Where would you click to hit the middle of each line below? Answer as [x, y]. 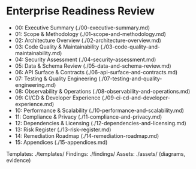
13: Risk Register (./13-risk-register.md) [63, 129]
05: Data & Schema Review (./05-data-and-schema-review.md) [93, 66]
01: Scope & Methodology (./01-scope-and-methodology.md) [90, 34]
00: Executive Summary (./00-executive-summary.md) [82, 28]
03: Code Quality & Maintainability [57, 47]
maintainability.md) [38, 53]
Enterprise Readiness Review [80, 11]
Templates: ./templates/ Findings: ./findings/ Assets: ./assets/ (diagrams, [96, 153]
